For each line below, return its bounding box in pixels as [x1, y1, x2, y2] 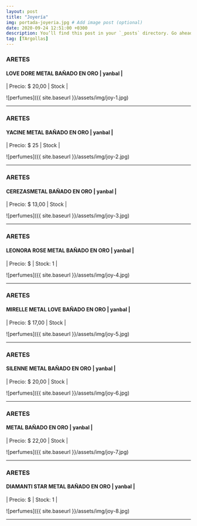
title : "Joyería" [6, 14, 49, 20]
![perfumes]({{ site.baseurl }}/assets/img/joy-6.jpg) [6, 389, 130, 396]
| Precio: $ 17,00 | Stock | [6, 319, 66, 326]
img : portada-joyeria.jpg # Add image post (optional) [6, 19, 143, 25]
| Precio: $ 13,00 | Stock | [6, 201, 67, 208]
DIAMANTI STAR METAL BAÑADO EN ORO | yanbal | [6, 483, 135, 490]
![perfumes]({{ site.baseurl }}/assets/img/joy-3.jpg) [6, 212, 130, 219]
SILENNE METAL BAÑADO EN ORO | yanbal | [6, 365, 116, 372]
